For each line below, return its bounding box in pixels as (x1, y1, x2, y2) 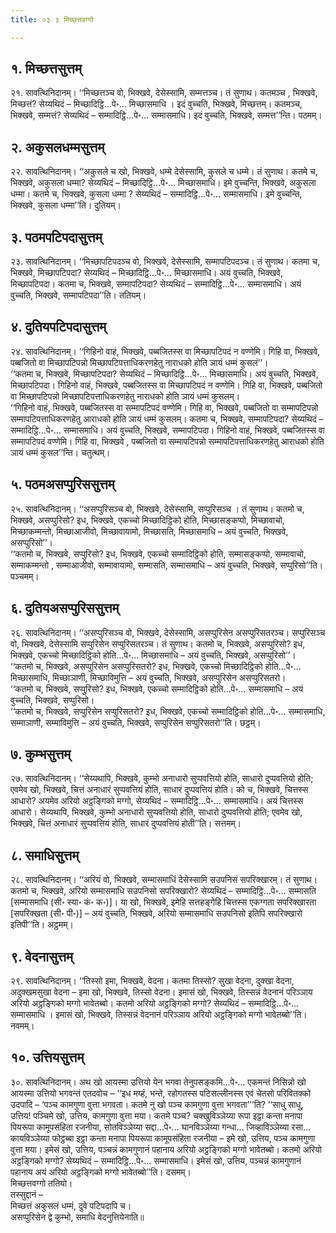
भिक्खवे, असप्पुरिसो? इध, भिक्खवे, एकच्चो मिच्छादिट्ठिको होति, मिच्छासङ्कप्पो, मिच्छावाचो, (10, 514, 285, 526)
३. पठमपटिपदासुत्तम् (10, 229, 103, 246)
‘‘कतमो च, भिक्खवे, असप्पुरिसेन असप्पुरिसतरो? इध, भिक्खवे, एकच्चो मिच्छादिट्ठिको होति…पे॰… (10, 660, 302, 672)
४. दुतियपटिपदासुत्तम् (10, 319, 107, 336)
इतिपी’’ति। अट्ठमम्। (10, 919, 74, 931)
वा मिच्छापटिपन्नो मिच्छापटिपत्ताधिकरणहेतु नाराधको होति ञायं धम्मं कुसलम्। (10, 390, 241, 402)
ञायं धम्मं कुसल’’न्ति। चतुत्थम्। (10, 446, 111, 458)
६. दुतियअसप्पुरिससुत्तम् (10, 600, 120, 617)
